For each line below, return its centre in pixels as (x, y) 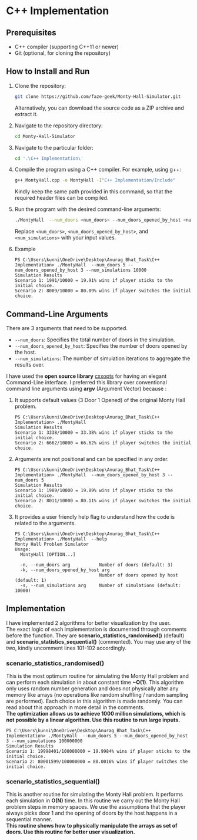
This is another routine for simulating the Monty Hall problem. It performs (95, 795)
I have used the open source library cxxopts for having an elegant (86, 376)
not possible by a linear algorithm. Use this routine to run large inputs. (93, 720)
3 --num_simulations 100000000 (44, 741)
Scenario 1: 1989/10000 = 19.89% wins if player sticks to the (94, 490)
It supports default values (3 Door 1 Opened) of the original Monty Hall (100, 400)
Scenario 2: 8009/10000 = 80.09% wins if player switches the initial (103, 291)
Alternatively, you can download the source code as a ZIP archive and (99, 108)
